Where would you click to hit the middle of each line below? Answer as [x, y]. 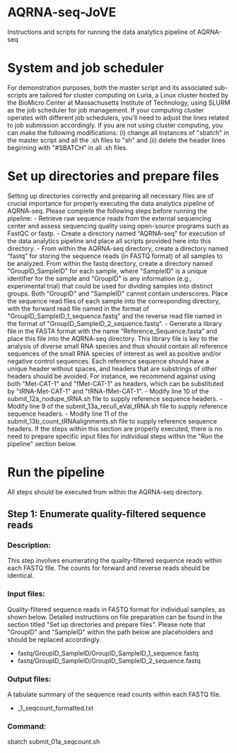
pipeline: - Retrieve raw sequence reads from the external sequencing [109, 218]
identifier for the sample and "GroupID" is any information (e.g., [100, 278]
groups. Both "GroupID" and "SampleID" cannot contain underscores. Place [118, 293]
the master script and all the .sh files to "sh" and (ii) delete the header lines [116, 140]
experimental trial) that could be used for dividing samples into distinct [110, 286]
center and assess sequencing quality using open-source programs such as [118, 226]
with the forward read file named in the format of [79, 308]
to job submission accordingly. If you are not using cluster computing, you [115, 125]
